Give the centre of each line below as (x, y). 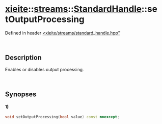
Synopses (21, 94)
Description (23, 58)
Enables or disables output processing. (45, 69)
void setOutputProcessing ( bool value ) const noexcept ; (62, 117)
